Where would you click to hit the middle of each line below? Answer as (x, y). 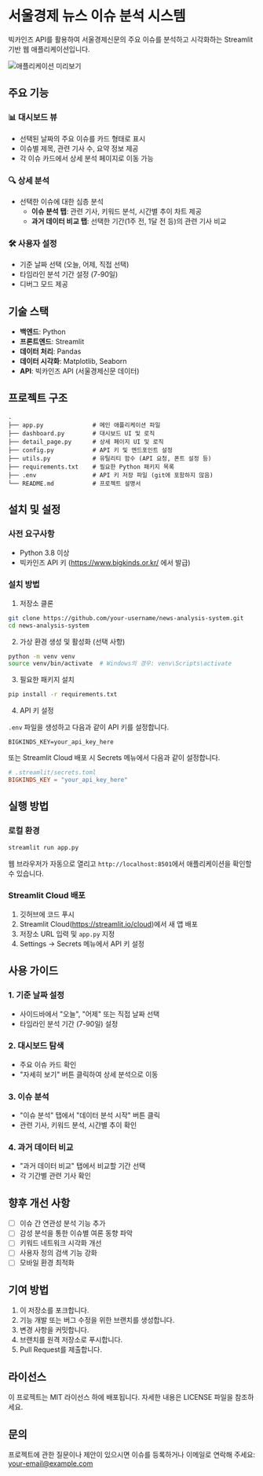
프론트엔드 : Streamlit (52, 342)
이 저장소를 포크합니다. (54, 1310)
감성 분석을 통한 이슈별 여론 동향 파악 (76, 1233)
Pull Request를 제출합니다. (60, 1349)
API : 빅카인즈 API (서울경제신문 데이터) (79, 371)
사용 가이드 (33, 971)
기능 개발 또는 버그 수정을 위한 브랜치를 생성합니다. (97, 1320)
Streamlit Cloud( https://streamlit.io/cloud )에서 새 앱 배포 (109, 923)
